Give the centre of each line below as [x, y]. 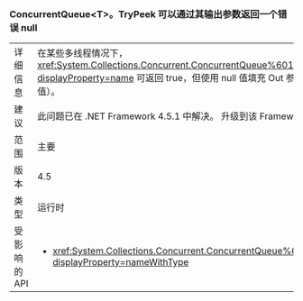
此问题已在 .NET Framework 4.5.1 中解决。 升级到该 [147, 116]
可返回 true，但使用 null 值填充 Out [210, 78]
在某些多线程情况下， [83, 53]
